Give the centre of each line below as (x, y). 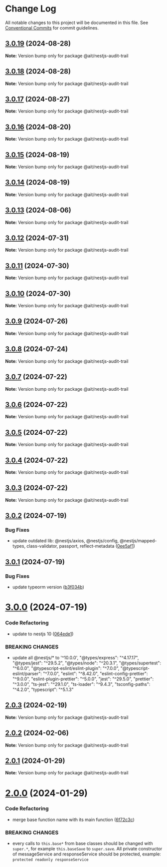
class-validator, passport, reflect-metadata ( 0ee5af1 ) (81, 546)
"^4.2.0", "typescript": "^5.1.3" (43, 689)
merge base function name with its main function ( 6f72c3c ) (73, 819)
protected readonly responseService (50, 860)
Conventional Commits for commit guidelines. (52, 28)
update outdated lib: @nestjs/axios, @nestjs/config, (65, 541)
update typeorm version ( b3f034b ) (48, 587)
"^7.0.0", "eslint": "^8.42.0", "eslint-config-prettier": (95, 673)
